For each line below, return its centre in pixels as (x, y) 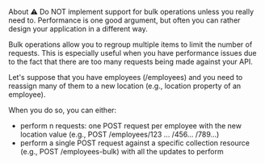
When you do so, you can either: (63, 110)
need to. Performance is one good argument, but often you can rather (124, 20)
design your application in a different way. (78, 29)
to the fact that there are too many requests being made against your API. (130, 61)
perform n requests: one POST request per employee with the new (131, 126)
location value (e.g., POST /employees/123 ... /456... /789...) (120, 134)
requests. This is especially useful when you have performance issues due (132, 53)
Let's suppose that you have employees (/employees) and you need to (126, 77)
